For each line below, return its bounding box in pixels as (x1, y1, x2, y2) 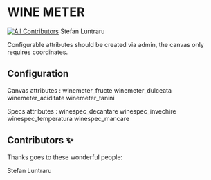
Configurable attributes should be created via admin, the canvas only (7, 40, 204, 48)
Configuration (7, 68, 69, 80)
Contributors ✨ (7, 134, 74, 146)
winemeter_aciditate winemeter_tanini (7, 93, 116, 102)
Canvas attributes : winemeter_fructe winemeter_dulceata (7, 86, 172, 94)
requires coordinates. (7, 48, 68, 56)
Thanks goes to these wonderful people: (7, 153, 123, 161)
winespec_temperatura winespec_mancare (7, 114, 130, 123)
